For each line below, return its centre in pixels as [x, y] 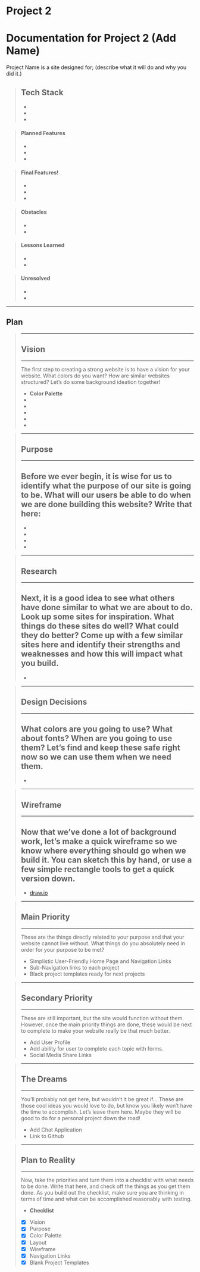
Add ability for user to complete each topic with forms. [96, 1048]
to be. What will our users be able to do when [106, 495]
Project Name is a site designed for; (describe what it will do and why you [96, 67]
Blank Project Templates [59, 1262]
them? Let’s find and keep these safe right [100, 748]
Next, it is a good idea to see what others [98, 599]
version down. [48, 878]
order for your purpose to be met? [62, 949]
